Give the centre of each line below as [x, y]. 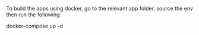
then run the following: [34, 15]
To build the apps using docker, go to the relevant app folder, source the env [99, 8]
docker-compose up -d [35, 26]
